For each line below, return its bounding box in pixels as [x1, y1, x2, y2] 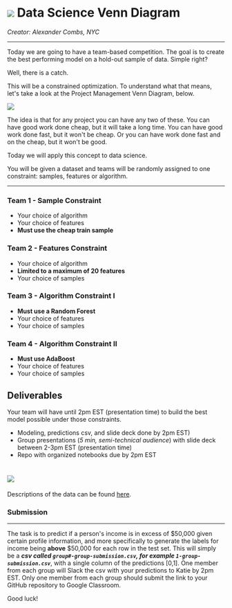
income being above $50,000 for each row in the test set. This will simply [7, 544, 216, 553]
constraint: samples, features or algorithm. [7, 172, 128, 180]
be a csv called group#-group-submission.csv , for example [7, 552, 175, 560]
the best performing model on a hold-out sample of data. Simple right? [7, 55, 209, 63]
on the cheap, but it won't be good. [7, 137, 108, 146]
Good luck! [7, 594, 39, 603]
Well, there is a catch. [7, 68, 69, 77]
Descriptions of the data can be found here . [7, 490, 132, 498]
